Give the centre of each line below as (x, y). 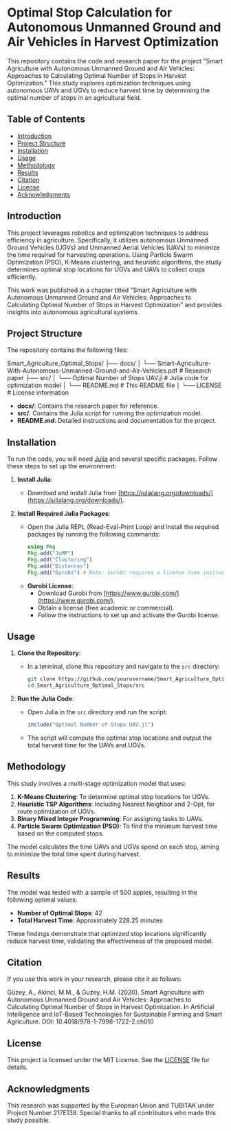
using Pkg (42, 547)
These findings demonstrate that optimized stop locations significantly (107, 933)
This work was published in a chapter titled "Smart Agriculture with (102, 290)
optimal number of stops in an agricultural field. (74, 97)
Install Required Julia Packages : (64, 514)
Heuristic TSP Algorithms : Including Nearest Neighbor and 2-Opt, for (116, 804)
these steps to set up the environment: (62, 466)
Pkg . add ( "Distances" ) (58, 566)
